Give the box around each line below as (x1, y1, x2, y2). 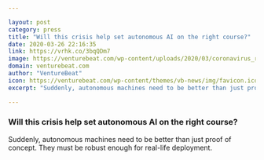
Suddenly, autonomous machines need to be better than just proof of (8, 134, 232, 144)
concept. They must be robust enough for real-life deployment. (8, 143, 213, 152)
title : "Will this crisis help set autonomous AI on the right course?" (8, 33, 251, 41)
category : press (8, 25, 61, 34)
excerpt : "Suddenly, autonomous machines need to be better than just (8, 84, 244, 92)
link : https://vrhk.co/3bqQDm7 (8, 48, 111, 56)
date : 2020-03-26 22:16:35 (8, 40, 97, 48)
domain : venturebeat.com (8, 62, 90, 71)
